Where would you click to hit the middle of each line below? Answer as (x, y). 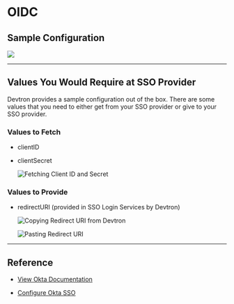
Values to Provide (38, 192)
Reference (30, 263)
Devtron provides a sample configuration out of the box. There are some (111, 99)
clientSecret (34, 161)
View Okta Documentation (55, 280)
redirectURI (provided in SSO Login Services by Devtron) (99, 207)
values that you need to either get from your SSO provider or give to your (112, 106)
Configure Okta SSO (46, 293)
